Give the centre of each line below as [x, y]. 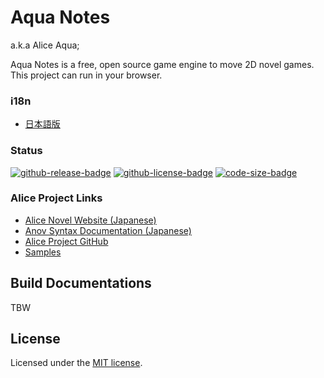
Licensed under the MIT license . [76, 363]
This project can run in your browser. [86, 75]
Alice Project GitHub [66, 241]
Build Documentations [81, 283]
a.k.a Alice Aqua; [45, 45]
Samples [43, 252]
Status [26, 151]
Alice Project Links [56, 198]
